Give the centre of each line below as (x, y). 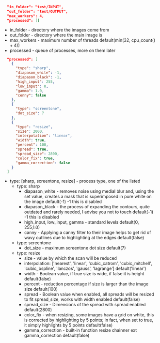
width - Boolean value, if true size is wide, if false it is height (84, 274)
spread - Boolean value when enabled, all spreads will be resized (89, 294)
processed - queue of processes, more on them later (62, 50)
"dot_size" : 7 (30, 113)
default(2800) (38, 310)
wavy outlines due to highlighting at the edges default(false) (84, 238)
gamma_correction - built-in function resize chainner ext (80, 330)
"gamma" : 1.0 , (30, 91)
